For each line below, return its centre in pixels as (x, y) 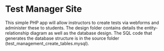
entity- (151, 27)
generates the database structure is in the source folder (62, 38)
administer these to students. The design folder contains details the (74, 27)
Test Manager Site (43, 9)
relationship (17, 33)
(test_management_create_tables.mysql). (47, 43)
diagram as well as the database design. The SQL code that (91, 33)
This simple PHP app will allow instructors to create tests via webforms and (82, 23)
